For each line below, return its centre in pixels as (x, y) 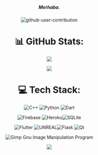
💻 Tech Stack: (49, 90)
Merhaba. (49, 7)
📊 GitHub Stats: (49, 42)
